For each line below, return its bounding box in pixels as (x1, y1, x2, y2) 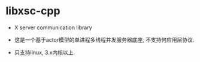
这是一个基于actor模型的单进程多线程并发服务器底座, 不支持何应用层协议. (14, 36, 195, 43)
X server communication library (14, 24, 92, 31)
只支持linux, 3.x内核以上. (14, 49, 75, 56)
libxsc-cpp (5, 4, 60, 18)
